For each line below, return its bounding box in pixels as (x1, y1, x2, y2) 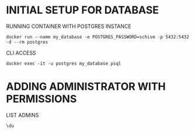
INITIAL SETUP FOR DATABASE (6, 3, 159, 17)
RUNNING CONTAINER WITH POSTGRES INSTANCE (6, 23, 131, 30)
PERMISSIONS (6, 93, 77, 105)
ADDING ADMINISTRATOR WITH (6, 80, 166, 93)
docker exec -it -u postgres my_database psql (6, 61, 121, 66)
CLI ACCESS (6, 49, 36, 56)
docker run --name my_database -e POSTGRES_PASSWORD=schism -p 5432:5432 (6, 34, 190, 40)
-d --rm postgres (6, 39, 48, 45)
